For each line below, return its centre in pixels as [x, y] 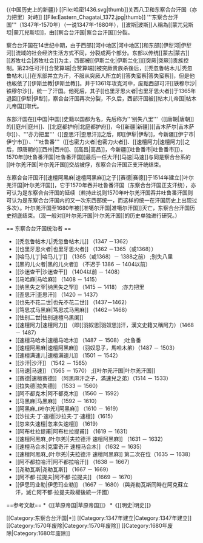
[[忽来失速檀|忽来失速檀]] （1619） [58, 424]
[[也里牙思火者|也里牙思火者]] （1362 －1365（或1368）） [86, 249]
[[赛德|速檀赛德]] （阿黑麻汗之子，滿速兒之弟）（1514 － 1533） [93, 378]
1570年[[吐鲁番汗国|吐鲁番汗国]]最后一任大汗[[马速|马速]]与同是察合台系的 [98, 157]
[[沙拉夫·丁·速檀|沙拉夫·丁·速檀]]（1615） [65, 416]
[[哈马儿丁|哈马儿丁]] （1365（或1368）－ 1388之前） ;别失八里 [94, 257]
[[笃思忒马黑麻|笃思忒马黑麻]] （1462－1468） [72, 310]
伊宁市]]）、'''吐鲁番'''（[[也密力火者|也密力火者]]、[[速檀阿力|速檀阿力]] [95, 142]
